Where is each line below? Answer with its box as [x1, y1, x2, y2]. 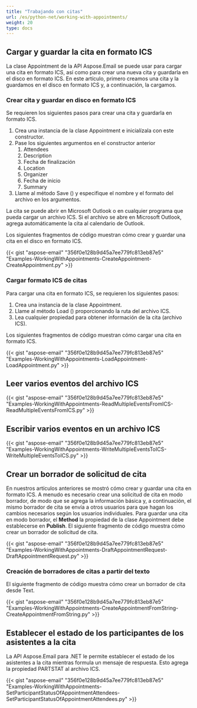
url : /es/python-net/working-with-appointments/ [6, 14, 128, 20]
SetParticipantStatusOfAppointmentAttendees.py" [6, 696, 128, 703]
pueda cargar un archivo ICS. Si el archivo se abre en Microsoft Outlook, [6, 213, 182, 221]
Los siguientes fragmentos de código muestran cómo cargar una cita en [6, 331, 182, 338]
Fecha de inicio [23, 177, 61, 185]
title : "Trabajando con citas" [6, 8, 83, 15]
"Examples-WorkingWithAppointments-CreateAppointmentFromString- [6, 605, 179, 612]
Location [23, 164, 45, 172]
